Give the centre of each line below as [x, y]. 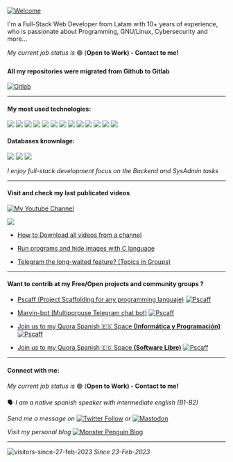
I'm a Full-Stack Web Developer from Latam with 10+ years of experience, [113, 24]
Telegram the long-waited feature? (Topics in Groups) [94, 261]
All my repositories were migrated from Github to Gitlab [88, 71]
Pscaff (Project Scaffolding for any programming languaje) [101, 300]
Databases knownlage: [41, 141]
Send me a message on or [69, 418]
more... [17, 39]
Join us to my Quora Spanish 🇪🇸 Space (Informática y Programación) [119, 326]
